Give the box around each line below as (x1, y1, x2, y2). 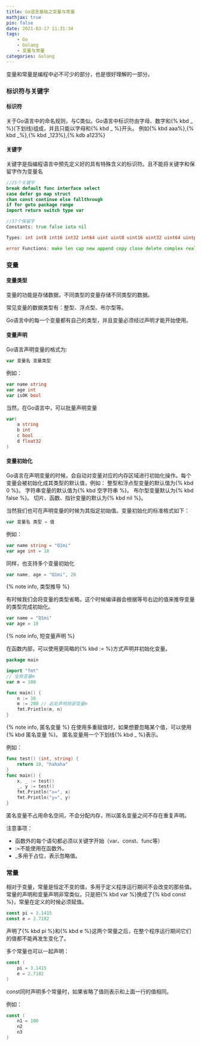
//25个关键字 (6, 180, 35, 186)
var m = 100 (6, 679, 36, 685)
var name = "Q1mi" (6, 615, 52, 621)
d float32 (17, 438, 42, 445)
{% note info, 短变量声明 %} (6, 633, 75, 640)
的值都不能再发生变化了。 (6, 935, 69, 942)
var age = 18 (6, 621, 39, 627)
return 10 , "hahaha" (17, 761, 68, 767)
